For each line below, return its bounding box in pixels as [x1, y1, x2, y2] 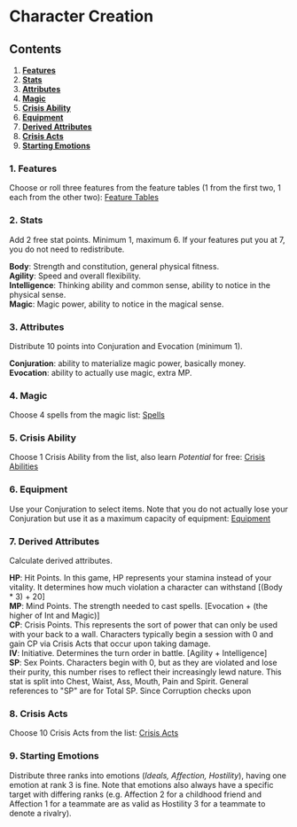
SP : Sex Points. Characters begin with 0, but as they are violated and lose [9, 658, 277, 668]
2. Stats [9, 215, 43, 227]
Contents [9, 42, 62, 57]
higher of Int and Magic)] [9, 610, 100, 621]
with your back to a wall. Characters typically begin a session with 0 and [9, 629, 274, 640]
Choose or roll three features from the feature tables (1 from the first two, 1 [9, 183, 281, 193]
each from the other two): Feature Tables [9, 192, 160, 203]
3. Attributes [9, 321, 65, 333]
